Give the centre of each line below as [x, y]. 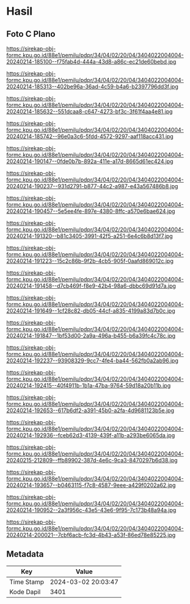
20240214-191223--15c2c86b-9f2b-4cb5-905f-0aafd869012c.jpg [90, 261]
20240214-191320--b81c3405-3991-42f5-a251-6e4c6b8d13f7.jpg [90, 236]
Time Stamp [27, 582]
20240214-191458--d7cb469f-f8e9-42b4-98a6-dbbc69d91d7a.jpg [91, 286]
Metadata [25, 554]
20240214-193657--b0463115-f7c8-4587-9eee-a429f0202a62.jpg [91, 485]
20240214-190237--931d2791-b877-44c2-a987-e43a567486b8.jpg [92, 186]
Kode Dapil [25, 592]
